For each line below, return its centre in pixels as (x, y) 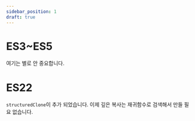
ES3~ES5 (30, 46)
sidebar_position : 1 (32, 12)
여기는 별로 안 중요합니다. (35, 63)
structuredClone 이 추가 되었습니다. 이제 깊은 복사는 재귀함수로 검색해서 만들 (95, 104)
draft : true (21, 17)
